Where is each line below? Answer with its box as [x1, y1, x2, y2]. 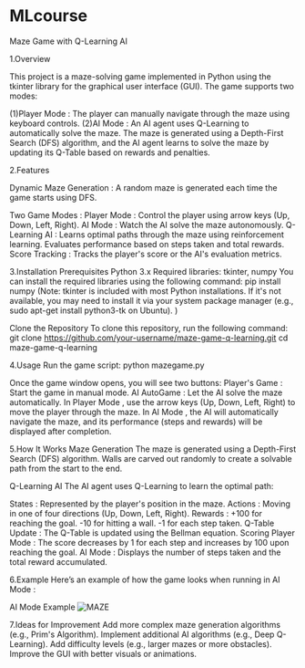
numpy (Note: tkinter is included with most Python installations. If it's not [9, 285, 282, 297]
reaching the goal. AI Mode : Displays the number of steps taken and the [9, 547, 281, 558]
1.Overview [9, 53, 51, 64]
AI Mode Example [9, 601, 76, 612]
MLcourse [9, 5, 88, 26]
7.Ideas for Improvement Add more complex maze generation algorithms [9, 619, 280, 630]
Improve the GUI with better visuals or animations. [9, 648, 198, 659]
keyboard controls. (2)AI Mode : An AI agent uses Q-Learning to [9, 118, 249, 129]
